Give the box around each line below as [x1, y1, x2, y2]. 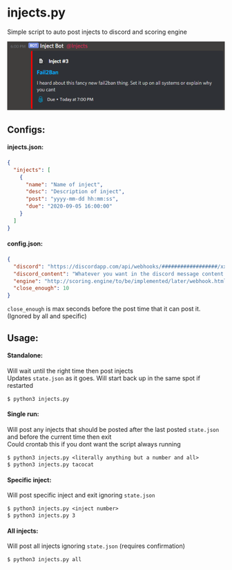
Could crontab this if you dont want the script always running [7, 440, 181, 448]
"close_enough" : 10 [13, 285, 70, 292]
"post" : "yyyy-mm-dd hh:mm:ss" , [25, 195, 119, 203]
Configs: [7, 124, 46, 135]
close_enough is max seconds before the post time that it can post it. [7, 305, 201, 313]
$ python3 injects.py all [7, 556, 81, 563]
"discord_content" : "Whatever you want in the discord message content [13, 271, 224, 277]
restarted [7, 381, 33, 389]
